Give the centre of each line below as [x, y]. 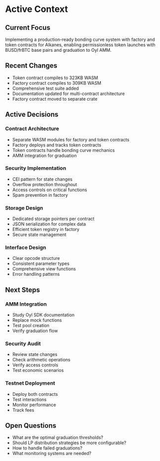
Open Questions [31, 426]
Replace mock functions [37, 320]
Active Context [37, 9]
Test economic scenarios [38, 370]
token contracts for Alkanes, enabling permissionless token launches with [80, 45]
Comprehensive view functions [44, 269]
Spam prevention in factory [40, 195]
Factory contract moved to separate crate [55, 99]
